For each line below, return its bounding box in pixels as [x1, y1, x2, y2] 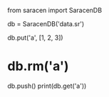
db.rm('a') [7, 58, 69, 74]
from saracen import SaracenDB [7, 6, 102, 14]
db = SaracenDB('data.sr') [7, 20, 84, 28]
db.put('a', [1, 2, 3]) [7, 33, 63, 42]
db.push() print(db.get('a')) [7, 81, 87, 90]
